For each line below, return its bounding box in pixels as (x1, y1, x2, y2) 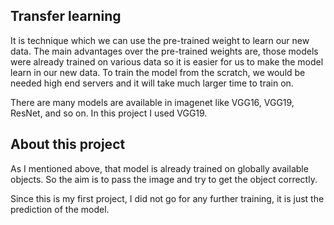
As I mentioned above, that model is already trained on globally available (10, 162, 309, 174)
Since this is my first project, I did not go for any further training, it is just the (10, 192, 325, 204)
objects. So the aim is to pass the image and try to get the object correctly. (10, 173, 318, 185)
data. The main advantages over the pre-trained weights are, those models (10, 45, 319, 57)
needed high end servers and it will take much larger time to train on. (10, 77, 294, 89)
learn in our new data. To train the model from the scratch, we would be (10, 66, 306, 78)
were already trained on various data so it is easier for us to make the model (10, 55, 324, 68)
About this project (10, 136, 126, 153)
